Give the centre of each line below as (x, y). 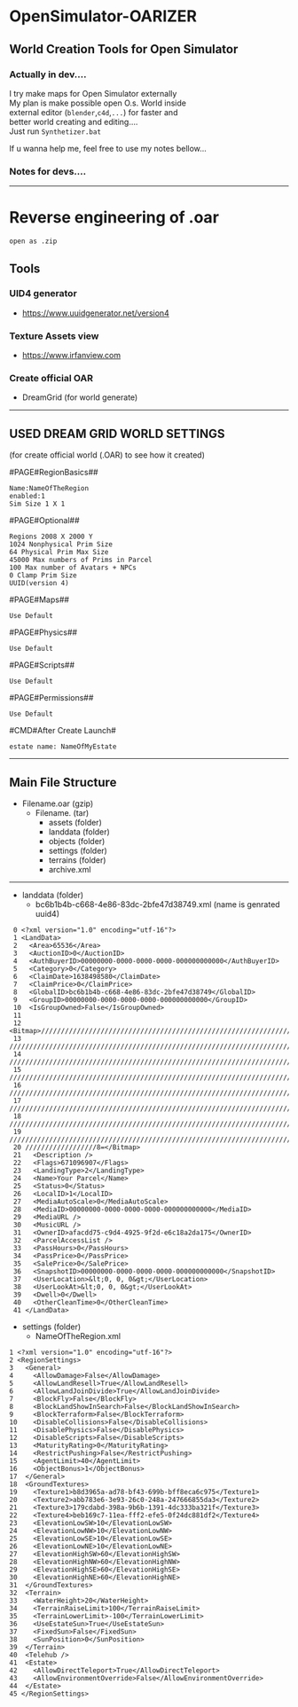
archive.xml (70, 870)
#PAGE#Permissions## (51, 698)
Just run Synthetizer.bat (55, 131)
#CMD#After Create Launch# (63, 731)
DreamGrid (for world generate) (80, 397)
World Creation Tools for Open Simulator (124, 49)
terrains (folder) (77, 860)
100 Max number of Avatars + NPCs (73, 568)
